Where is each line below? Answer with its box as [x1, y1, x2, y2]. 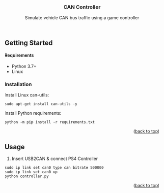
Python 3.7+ [11, 63, 37, 69]
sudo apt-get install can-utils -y [4, 101, 78, 107]
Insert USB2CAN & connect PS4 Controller [11, 156, 98, 161]
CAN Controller [63, 3, 101, 10]
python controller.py [4, 174, 49, 179]
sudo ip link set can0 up [4, 169, 57, 174]
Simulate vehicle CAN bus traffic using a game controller [25, 15, 139, 21]
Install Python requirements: [4, 110, 62, 116]
